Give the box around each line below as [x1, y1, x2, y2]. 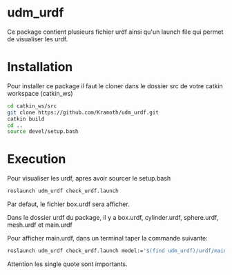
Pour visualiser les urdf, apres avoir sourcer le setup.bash [7, 174, 171, 183]
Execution [7, 152, 66, 167]
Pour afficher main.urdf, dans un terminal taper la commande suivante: [7, 234, 209, 243]
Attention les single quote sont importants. [7, 260, 128, 268]
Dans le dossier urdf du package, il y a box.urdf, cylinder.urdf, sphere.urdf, [7, 214, 219, 222]
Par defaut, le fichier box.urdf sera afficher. [7, 200, 130, 208]
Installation [7, 59, 73, 75]
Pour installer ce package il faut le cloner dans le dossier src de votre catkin [7, 81, 223, 90]
